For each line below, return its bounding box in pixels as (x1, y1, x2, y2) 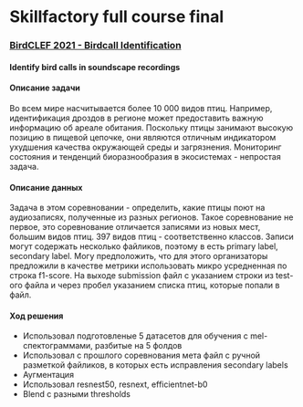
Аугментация (22, 370, 75, 381)
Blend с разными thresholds (22, 389, 131, 400)
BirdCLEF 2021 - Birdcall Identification (9, 39, 182, 52)
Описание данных (9, 182, 83, 193)
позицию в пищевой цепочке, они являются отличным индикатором (9, 131, 277, 142)
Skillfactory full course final (9, 6, 225, 27)
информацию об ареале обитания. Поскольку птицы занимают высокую (9, 121, 294, 133)
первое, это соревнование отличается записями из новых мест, (9, 222, 261, 233)
